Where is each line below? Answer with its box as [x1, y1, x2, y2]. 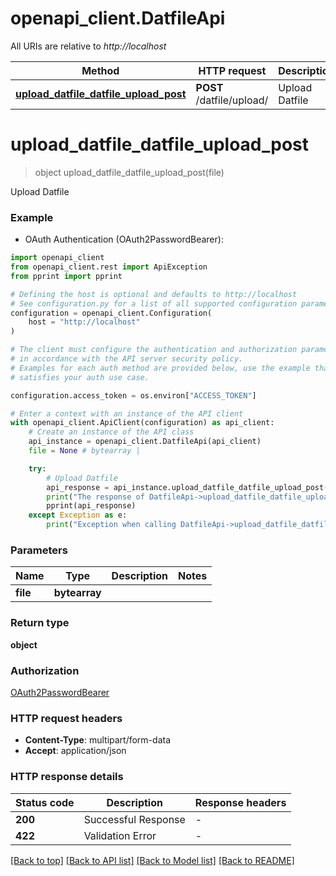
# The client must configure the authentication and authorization [10, 345, 298, 355]
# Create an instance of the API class [28, 427, 195, 437]
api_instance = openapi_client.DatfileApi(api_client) [28, 437, 262, 447]
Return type [10, 616, 70, 630]
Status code [15, 795, 75, 809]
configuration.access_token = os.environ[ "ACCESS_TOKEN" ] [10, 390, 257, 401]
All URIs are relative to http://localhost [10, 40, 167, 52]
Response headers [194, 795, 287, 809]
